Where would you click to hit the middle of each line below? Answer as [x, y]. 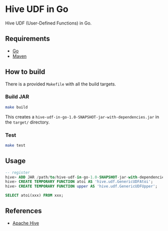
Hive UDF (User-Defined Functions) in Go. [48, 23]
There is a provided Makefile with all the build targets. [61, 84]
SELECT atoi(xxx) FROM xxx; [34, 195]
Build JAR [17, 97]
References [23, 211]
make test [15, 145]
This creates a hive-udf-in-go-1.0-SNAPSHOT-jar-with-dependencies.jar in [82, 116]
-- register [17, 172]
